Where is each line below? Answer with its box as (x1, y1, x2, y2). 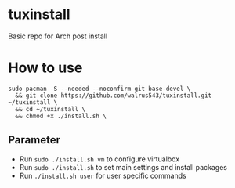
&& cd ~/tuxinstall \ (15, 105, 86, 113)
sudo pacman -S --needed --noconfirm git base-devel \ (8, 85, 191, 92)
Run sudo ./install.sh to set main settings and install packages (19, 162, 227, 172)
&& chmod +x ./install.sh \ (15, 112, 107, 120)
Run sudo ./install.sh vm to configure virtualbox (19, 154, 180, 164)
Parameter (8, 133, 61, 146)
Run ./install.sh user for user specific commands (19, 171, 186, 180)
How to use (8, 59, 83, 77)
